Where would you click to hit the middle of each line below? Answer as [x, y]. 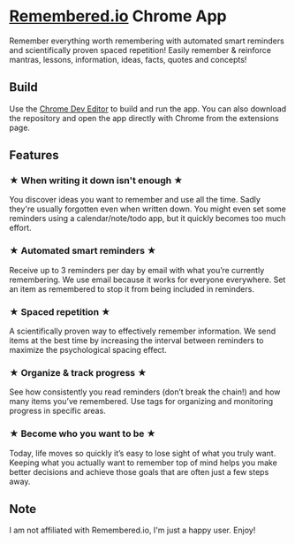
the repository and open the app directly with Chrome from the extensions [144, 118]
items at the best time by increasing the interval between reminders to [136, 341]
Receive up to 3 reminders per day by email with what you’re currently [137, 270]
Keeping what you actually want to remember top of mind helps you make [144, 463]
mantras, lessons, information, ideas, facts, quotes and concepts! [128, 59]
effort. [21, 228]
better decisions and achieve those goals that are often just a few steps [139, 471]
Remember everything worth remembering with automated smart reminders [147, 41]
